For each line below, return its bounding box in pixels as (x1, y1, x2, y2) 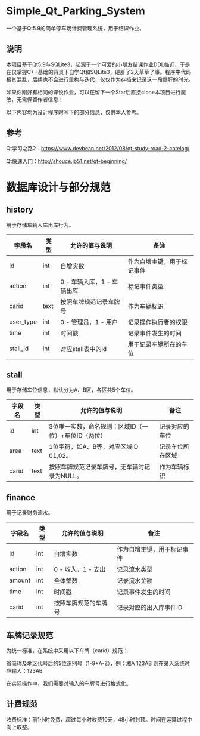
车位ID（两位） (64, 432, 107, 440)
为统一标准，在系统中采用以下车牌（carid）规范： (6, 647, 129, 654)
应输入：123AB (6, 667, 43, 674)
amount (9, 576, 31, 584)
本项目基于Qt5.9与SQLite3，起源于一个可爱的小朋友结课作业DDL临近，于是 (6, 61, 190, 68)
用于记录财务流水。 (6, 509, 54, 516)
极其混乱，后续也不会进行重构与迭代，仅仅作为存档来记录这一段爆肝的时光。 (6, 76, 194, 83)
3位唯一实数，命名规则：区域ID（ (48, 423, 142, 431)
